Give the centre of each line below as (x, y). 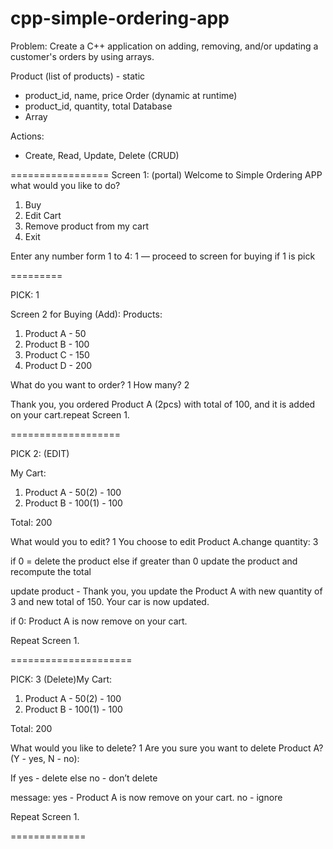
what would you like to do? (65, 185)
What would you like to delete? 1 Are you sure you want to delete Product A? (167, 748)
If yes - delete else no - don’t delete (84, 778)
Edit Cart (43, 215)
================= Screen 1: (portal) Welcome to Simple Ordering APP (166, 174)
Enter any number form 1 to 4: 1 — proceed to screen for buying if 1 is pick (163, 256)
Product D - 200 (58, 365)
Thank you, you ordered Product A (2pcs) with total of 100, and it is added (163, 404)
